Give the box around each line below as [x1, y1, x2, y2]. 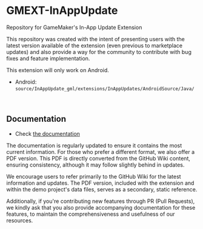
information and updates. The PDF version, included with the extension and [6, 179, 195, 187]
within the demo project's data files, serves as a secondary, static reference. [6, 185, 198, 193]
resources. [6, 216, 33, 224]
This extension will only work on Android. [6, 66, 109, 73]
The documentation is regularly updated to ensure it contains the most [6, 142, 182, 149]
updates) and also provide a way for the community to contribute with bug [6, 48, 192, 55]
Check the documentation [15, 130, 81, 137]
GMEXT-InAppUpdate [6, 4, 118, 18]
